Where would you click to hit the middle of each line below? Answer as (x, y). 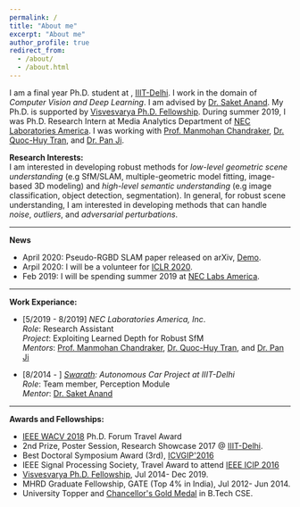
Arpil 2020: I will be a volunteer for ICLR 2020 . (108, 266)
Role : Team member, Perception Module (96, 384)
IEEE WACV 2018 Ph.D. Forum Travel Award (102, 436)
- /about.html (43, 68)
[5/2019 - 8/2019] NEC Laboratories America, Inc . (114, 319)
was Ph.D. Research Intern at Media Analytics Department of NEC (130, 121)
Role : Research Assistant (68, 328)
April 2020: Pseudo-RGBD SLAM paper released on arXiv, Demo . (142, 257)
